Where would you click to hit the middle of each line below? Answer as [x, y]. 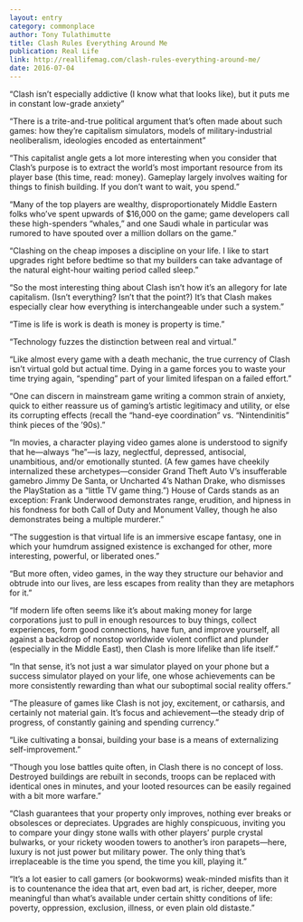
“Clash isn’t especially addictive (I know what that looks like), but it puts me [150, 94]
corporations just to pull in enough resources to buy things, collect [133, 620]
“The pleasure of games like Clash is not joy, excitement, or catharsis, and [147, 703]
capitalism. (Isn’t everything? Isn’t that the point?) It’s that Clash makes [141, 297]
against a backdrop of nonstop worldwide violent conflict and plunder [139, 639]
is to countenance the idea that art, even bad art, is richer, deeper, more [143, 889]
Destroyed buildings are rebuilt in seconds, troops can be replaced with [142, 776]
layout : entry [36, 18]
